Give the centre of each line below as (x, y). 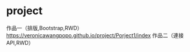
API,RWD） (20, 43)
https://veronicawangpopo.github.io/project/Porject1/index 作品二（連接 (95, 35)
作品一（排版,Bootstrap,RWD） (44, 28)
